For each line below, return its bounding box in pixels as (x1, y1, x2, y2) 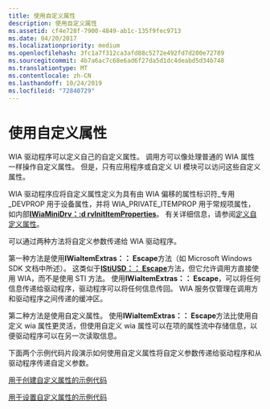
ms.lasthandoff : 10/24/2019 (8, 79, 103, 87)
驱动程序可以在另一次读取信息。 (14, 331, 121, 341)
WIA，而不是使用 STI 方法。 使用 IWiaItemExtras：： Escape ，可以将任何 (17, 274, 261, 283)
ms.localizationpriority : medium (8, 42, 121, 50)
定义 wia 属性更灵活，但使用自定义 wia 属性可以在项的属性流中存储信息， (8, 321, 251, 331)
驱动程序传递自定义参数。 (8, 358, 93, 368)
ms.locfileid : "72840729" (8, 86, 95, 95)
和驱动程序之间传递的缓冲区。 (8, 294, 107, 304)
